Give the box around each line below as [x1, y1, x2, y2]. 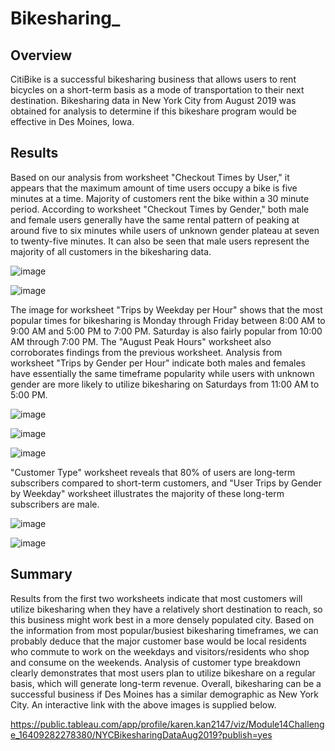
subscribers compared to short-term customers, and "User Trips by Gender [10, 477, 322, 489]
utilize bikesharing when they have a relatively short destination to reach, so [10, 603, 323, 615]
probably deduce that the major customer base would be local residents [10, 635, 307, 647]
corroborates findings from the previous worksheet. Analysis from [10, 346, 283, 358]
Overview [10, 47, 73, 64]
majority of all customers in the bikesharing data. [10, 245, 212, 257]
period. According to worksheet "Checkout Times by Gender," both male [10, 203, 310, 215]
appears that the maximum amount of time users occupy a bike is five [10, 182, 298, 194]
